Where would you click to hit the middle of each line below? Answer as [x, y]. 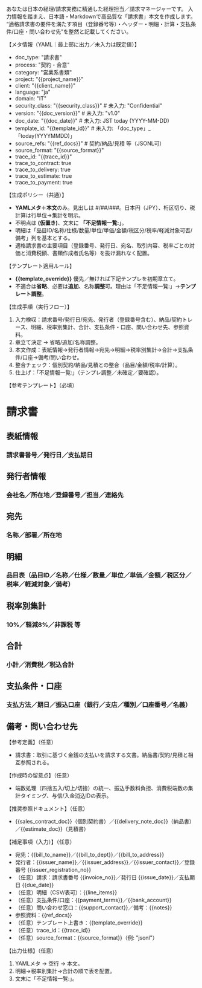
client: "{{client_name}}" [45, 86]
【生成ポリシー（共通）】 [37, 195]
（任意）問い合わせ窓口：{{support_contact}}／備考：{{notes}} [93, 908]
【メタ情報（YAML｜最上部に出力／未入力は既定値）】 [73, 44]
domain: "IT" [31, 98]
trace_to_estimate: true [43, 176]
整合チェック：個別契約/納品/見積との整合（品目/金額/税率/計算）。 [98, 365]
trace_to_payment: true [44, 182]
